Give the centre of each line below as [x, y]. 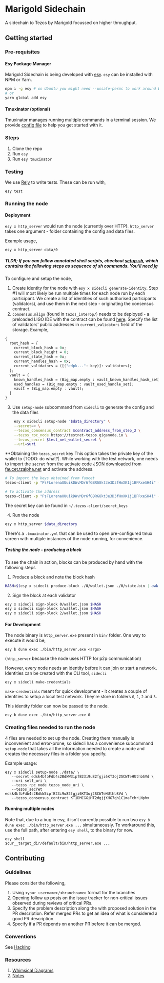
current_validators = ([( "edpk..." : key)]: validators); [73, 366]
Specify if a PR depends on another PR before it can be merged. [77, 924]
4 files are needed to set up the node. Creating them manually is [70, 738]
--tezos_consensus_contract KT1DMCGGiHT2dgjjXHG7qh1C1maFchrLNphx [81, 798]
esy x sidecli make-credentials [38, 682]
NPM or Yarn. [19, 80]
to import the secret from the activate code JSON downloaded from [73, 464]
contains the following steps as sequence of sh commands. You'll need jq [81, 266]
